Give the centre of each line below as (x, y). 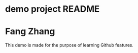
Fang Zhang (30, 32)
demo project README (52, 9)
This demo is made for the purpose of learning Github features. (69, 45)
